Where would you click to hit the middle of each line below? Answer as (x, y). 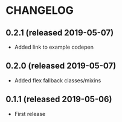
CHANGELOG (40, 11)
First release (30, 114)
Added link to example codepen (54, 47)
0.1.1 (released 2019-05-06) (59, 99)
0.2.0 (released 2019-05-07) (61, 66)
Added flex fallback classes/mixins (58, 80)
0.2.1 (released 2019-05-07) (60, 33)
